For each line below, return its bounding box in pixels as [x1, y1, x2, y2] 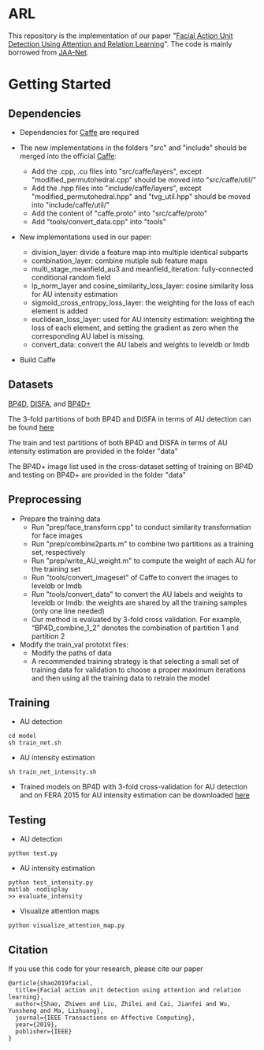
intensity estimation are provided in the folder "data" [8, 446, 179, 456]
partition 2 [31, 631, 65, 640]
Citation [8, 943, 49, 956]
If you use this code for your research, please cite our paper [8, 964, 203, 973]
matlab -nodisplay [8, 886, 69, 894]
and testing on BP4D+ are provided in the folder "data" [8, 470, 187, 479]
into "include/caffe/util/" [31, 200, 110, 209]
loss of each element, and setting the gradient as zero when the [31, 323, 239, 332]
